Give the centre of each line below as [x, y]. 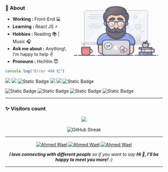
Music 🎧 [22, 41]
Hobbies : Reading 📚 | [36, 34]
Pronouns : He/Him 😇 [35, 61]
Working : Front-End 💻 [36, 19]
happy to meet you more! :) [84, 160]
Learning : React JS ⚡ [35, 26]
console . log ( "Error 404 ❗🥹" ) [35, 71]
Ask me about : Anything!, [39, 49]
